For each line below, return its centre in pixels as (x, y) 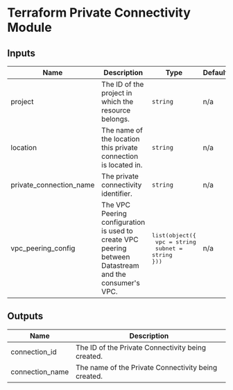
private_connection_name (53, 185)
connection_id (34, 352)
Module (29, 27)
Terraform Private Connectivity (99, 13)
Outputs (25, 316)
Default (215, 73)
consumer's (121, 283)
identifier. (117, 194)
